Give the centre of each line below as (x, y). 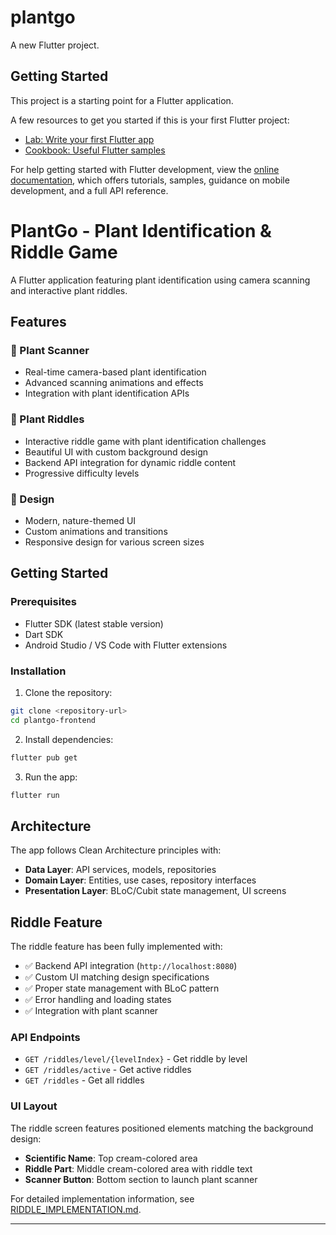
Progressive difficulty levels (82, 473)
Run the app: (51, 777)
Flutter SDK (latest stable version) (94, 623)
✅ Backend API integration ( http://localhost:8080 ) (131, 966)
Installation (38, 671)
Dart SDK (44, 634)
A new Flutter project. (55, 45)
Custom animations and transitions (96, 531)
